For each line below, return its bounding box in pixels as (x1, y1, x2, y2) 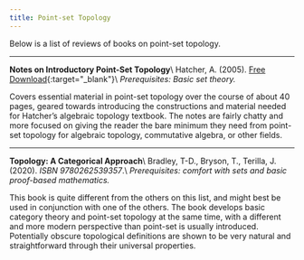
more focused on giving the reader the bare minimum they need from (9, 119, 268, 131)
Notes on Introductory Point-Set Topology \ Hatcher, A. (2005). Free (9, 64, 266, 75)
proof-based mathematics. (9, 174, 110, 185)
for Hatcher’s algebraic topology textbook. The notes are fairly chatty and (9, 110, 283, 121)
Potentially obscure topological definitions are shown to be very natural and (9, 230, 291, 241)
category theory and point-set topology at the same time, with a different (9, 211, 281, 222)
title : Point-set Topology (9, 13, 111, 23)
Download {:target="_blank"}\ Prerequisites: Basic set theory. (9, 73, 236, 84)
